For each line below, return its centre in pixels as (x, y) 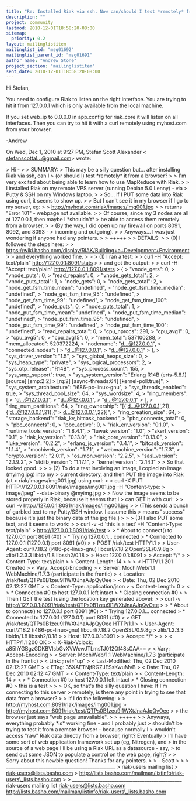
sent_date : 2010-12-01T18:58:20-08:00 (53, 71)
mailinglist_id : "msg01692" (40, 50)
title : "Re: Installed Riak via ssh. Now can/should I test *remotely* (95, 11)
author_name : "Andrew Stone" (41, 60)
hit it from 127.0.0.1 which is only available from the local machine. (85, 105)
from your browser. (29, 129)
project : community (30, 22)
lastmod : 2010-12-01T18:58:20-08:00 (50, 28)
